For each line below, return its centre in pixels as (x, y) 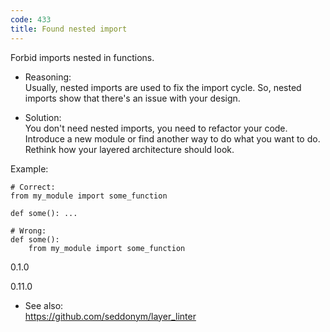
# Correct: (33, 187)
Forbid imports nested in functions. (82, 57)
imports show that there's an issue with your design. (132, 98)
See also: (44, 305)
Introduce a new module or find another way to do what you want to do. (172, 138)
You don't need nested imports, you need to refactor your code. (156, 128)
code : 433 (31, 19)
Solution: (43, 117)
